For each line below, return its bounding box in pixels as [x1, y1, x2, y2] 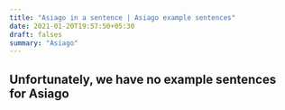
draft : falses [9, 30, 63, 39]
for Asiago [9, 86, 69, 101]
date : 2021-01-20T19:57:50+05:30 [9, 22, 135, 31]
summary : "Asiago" [9, 38, 78, 48]
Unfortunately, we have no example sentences [9, 71, 277, 87]
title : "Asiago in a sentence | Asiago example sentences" [9, 13, 236, 23]
